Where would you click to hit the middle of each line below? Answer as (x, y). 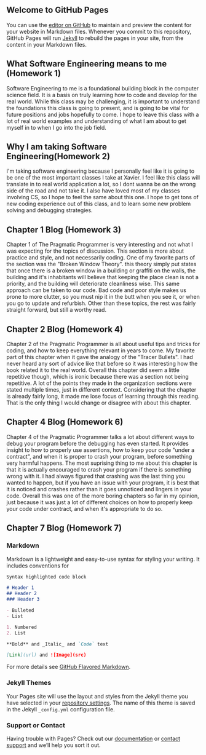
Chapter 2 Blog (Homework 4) (65, 329)
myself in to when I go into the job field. (56, 127)
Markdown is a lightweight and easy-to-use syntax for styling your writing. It (103, 559)
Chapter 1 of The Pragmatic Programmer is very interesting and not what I (100, 245)
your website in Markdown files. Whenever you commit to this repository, (99, 31)
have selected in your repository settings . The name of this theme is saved (101, 703)
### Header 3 (23, 599)
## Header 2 (22, 594)
